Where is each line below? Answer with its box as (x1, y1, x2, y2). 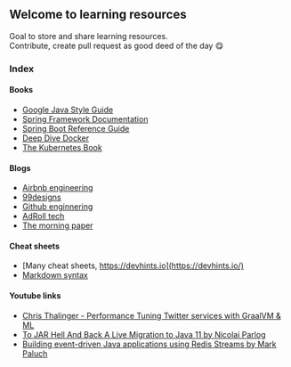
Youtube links (9, 290, 61, 301)
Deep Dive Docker (21, 133, 90, 143)
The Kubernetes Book (21, 142, 102, 152)
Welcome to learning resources (9, 7, 187, 22)
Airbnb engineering (21, 183, 93, 193)
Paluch (21, 347, 48, 359)
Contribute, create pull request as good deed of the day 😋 (9, 40, 224, 51)
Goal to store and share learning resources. (9, 30, 168, 41)
